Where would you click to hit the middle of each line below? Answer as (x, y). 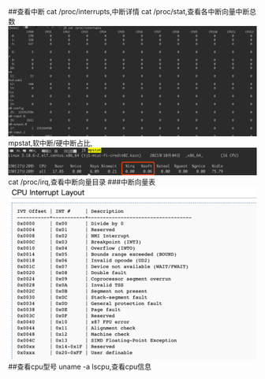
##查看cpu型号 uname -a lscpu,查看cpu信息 (80, 367)
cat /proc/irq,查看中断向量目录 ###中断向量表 (82, 182)
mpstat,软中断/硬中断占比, (50, 143)
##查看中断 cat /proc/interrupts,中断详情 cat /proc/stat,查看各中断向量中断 (129, 11)
